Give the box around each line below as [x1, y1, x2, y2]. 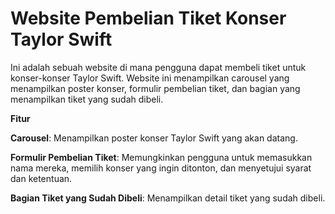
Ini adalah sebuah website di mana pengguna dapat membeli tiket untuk [10, 61, 307, 73]
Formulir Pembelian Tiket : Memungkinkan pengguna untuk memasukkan [10, 151, 313, 163]
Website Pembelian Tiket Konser [10, 7, 287, 30]
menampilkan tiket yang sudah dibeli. [10, 93, 164, 105]
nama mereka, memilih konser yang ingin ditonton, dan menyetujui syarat [10, 162, 312, 174]
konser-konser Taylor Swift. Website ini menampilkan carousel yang [10, 72, 290, 84]
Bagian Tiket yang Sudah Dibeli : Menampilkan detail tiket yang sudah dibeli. [10, 192, 326, 204]
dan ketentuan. [10, 172, 73, 184]
